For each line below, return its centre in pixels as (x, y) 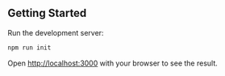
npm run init (29, 48)
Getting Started (47, 13)
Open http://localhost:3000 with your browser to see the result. (113, 63)
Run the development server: (56, 32)
